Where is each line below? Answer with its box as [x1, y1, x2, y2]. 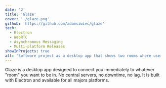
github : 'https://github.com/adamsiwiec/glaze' [5, 21, 105, 26]
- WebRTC [9, 35, 28, 40]
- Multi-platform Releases [9, 44, 65, 49]
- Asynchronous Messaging [9, 40, 63, 44]
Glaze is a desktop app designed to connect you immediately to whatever [5, 67, 155, 73]
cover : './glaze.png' [5, 16, 50, 21]
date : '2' [5, 7, 26, 12]
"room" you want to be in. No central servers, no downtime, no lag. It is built [5, 72, 160, 78]
